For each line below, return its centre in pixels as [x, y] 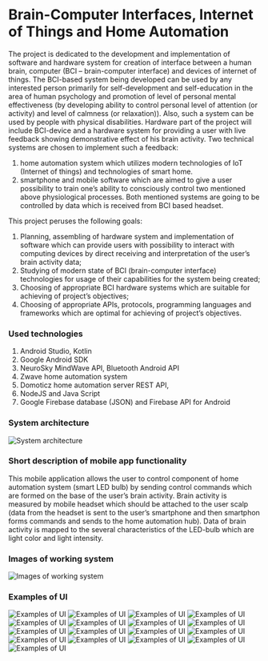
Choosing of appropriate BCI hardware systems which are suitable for [135, 287]
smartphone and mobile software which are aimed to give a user [126, 180]
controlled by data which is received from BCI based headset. [122, 205]
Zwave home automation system [74, 377]
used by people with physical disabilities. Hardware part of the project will [130, 122]
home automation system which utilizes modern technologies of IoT [131, 162]
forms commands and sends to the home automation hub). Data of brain [127, 521]
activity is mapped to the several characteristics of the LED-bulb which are [131, 529]
